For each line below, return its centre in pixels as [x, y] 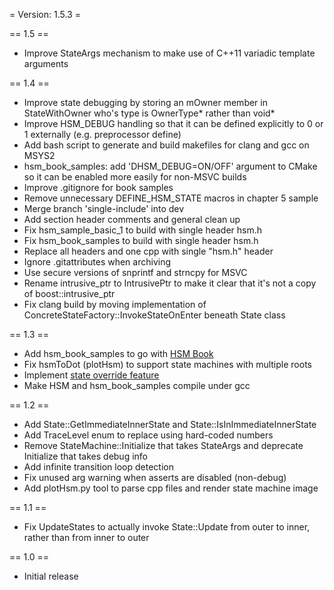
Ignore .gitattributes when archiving [97, 262]
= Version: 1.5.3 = [45, 14]
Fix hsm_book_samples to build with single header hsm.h [141, 240]
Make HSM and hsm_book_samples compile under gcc [137, 385]
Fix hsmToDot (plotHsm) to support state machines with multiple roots [167, 364]
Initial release [51, 576]
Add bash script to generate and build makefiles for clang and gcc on [166, 145]
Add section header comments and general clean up [132, 219]
